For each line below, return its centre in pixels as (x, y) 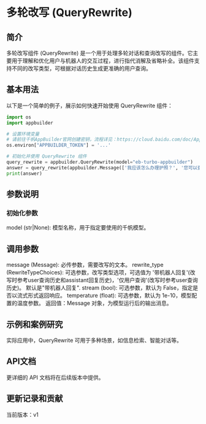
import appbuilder (30, 123)
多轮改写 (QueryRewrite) (70, 13)
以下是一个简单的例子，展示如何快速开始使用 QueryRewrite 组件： (90, 106)
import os (19, 117)
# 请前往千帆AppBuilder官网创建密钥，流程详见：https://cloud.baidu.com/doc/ (100, 140)
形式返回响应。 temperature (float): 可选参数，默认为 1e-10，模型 (109, 296)
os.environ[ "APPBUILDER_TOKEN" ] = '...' (59, 145)
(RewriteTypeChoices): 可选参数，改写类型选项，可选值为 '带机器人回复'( (98, 272)
